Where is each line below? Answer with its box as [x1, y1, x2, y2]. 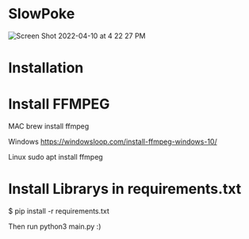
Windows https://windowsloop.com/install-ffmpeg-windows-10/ [8, 137, 217, 147]
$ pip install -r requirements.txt [8, 206, 109, 215]
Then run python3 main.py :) [8, 222, 102, 231]
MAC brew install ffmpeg [8, 121, 90, 131]
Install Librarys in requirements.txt [8, 180, 242, 199]
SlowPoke [8, 5, 75, 23]
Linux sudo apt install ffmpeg [8, 152, 103, 162]
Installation [8, 59, 84, 77]
